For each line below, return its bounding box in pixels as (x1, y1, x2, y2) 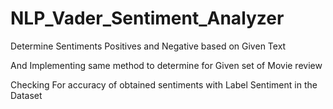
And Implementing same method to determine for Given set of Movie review (10, 59, 323, 71)
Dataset (10, 89, 43, 101)
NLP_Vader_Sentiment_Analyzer (10, 7, 285, 30)
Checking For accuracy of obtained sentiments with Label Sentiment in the (10, 78, 318, 91)
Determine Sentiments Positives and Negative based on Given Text (10, 40, 287, 52)
